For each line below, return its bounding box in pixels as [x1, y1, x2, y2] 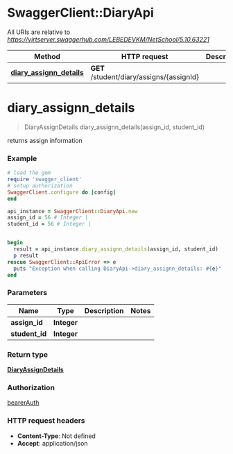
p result [13, 252, 39, 259]
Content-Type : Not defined [17, 432, 96, 440]
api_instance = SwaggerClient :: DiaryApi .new [7, 208, 138, 215]
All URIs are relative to [7, 28, 71, 36]
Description [84, 305, 124, 315]
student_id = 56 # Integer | [7, 221, 92, 228]
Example [7, 153, 37, 163]
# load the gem [7, 169, 51, 176]
